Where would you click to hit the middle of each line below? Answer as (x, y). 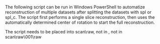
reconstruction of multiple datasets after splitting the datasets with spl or (78, 12)
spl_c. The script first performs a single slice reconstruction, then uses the (80, 17)
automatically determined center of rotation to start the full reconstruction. (80, 22)
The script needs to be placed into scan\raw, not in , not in (64, 32)
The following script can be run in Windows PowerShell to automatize (75, 7)
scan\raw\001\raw (23, 37)
